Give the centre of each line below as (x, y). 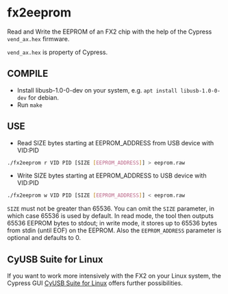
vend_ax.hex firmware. (38, 38)
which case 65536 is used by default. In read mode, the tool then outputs (111, 216)
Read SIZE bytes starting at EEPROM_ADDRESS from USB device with (115, 143)
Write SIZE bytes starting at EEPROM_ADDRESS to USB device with (112, 175)
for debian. (44, 97)
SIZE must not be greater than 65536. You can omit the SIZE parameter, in (111, 209)
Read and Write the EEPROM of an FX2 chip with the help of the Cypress (110, 32)
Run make (29, 105)
